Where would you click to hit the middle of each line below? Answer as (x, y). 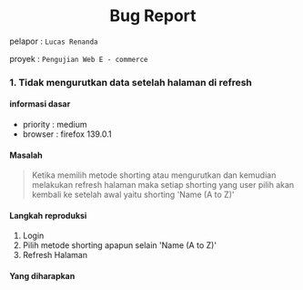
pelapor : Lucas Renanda (54, 41)
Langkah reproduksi (48, 215)
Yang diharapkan (42, 276)
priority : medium (55, 125)
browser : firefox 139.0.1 (67, 134)
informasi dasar (40, 104)
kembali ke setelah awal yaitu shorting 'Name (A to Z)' (133, 195)
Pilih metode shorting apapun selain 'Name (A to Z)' (119, 245)
